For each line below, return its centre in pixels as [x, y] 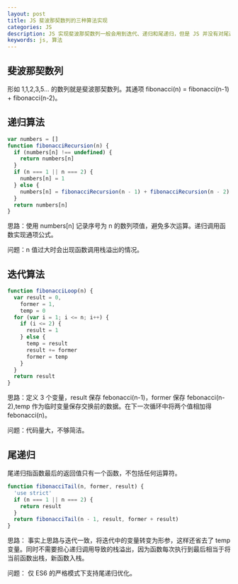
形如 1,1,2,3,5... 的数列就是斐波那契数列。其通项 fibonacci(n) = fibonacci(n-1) [118, 88]
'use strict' [33, 493]
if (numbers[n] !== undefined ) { [63, 152]
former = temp [47, 357]
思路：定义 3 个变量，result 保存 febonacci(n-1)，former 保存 [96, 398]
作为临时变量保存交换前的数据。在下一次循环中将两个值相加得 [122, 406]
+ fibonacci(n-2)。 [34, 98]
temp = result [47, 344]
